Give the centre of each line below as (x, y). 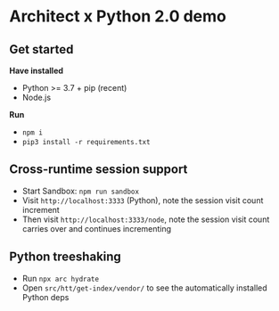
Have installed (37, 70)
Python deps (45, 297)
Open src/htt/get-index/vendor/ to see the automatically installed (144, 288)
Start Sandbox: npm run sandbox (81, 191)
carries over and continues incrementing (97, 228)
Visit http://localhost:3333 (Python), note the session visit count (143, 200)
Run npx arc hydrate (61, 278)
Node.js (37, 97)
